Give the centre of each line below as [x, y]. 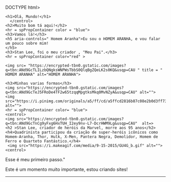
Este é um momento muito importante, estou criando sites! [67, 169]
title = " [152, 70]
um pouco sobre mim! [27, 43]
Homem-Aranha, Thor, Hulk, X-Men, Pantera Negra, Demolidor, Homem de [82, 137]
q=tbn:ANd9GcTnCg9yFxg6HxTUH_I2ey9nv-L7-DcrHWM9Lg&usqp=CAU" [72, 124]
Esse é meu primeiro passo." [35, 159]
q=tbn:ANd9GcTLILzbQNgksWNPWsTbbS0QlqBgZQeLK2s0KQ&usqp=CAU [70, 70]
